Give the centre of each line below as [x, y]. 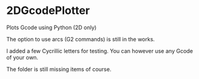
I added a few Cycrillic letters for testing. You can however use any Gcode [100, 51]
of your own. [22, 57]
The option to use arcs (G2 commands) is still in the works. [81, 39]
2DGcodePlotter [48, 11]
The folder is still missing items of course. [59, 69]
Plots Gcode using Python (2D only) [51, 27]
